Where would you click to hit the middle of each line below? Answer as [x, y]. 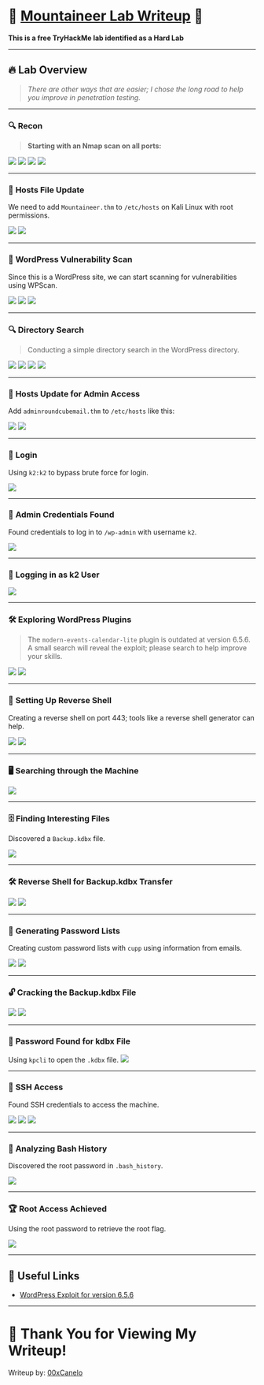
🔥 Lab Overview [48, 70]
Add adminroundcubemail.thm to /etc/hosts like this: [92, 411]
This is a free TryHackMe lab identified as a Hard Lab [96, 38]
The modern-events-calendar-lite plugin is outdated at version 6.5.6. [139, 640]
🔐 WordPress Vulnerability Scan [70, 259]
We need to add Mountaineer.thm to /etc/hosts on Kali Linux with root [121, 207]
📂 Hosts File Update [46, 190]
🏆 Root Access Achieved [58, 1209]
